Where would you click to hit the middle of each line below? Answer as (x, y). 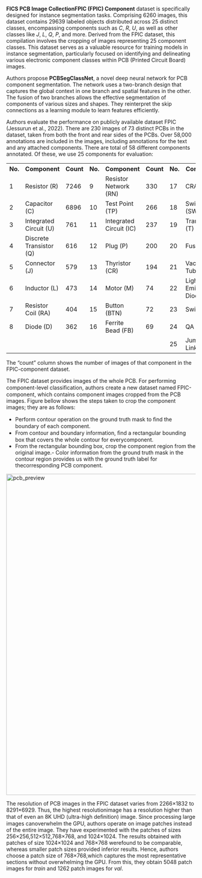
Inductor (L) (42, 288)
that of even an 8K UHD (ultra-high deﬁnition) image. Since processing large (101, 817)
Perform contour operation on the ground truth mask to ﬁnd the (93, 419)
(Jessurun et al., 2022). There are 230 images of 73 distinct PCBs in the (95, 128)
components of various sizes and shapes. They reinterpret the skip (89, 104)
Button (115, 306)
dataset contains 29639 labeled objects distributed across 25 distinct (92, 21)
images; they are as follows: (41, 407)
